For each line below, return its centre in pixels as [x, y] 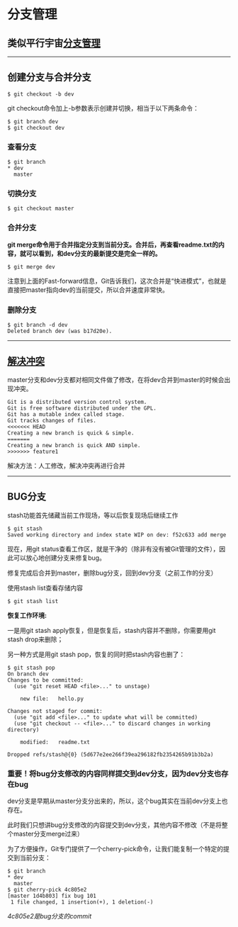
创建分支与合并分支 [49, 78]
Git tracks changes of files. [52, 420]
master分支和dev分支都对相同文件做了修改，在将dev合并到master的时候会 [116, 379]
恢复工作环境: [27, 615]
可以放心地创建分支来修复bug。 [59, 558]
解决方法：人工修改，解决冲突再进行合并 [66, 466]
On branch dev [28, 674]
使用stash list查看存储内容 [45, 588]
